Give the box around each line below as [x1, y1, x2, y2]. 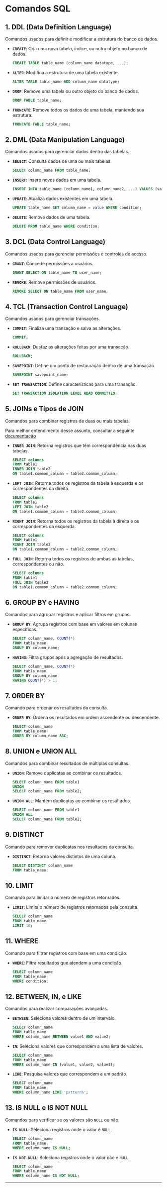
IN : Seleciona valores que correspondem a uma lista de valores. [12, 1043, 143, 1049]
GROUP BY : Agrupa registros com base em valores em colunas [12, 621, 138, 627]
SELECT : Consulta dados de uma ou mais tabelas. [12, 158, 112, 164]
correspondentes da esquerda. [12, 523, 76, 529]
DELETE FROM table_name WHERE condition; [12, 223, 100, 229]
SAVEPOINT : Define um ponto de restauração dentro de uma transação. [12, 362, 156, 368]
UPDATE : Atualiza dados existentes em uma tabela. [12, 196, 114, 202]
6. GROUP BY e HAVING [5, 598, 80, 607]
